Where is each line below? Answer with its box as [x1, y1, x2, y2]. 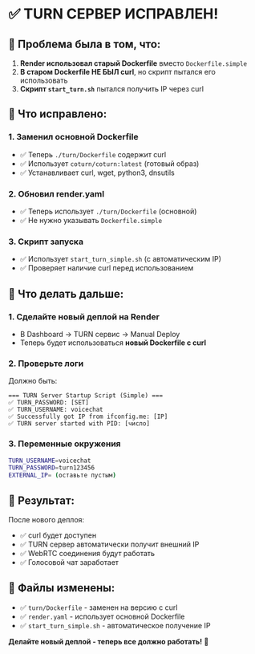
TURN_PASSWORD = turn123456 [8, 464, 95, 472]
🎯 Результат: [8, 494, 75, 507]
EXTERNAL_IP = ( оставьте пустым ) [8, 471, 116, 480]
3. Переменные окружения [8, 438, 122, 449]
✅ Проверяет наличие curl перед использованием [19, 263, 194, 273]
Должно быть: [8, 376, 58, 386]
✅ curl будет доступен [19, 530, 97, 540]
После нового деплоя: [8, 515, 85, 524]
